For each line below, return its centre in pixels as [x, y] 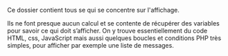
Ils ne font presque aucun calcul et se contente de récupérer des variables [113, 23]
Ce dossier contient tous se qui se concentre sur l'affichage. [94, 10]
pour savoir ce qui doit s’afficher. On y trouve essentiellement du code [107, 31]
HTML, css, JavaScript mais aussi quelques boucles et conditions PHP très [114, 38]
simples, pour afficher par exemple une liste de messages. [91, 45]
